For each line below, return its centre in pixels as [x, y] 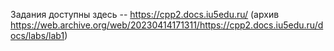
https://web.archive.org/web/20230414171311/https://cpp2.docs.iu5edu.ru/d [167, 25]
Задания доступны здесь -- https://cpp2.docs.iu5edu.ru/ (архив [145, 14]
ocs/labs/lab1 [37, 35]
